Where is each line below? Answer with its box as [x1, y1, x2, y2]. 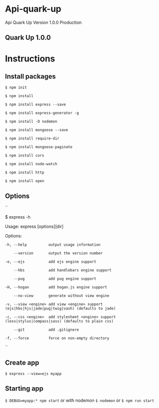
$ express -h [5, 214, 31, 220]
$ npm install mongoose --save [5, 128, 68, 133]
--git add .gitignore [14, 327, 79, 332]
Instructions [5, 53, 55, 64]
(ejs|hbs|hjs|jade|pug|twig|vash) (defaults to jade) [5, 306, 116, 311]
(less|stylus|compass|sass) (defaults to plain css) [5, 319, 114, 324]
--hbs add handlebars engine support [14, 268, 111, 273]
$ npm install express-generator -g [5, 111, 79, 116]
